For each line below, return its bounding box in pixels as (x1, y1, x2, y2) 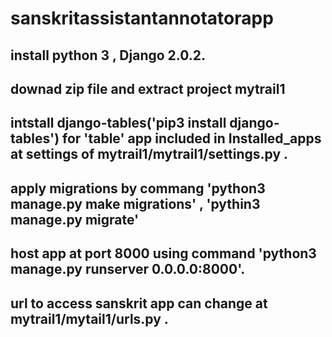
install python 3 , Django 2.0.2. (10, 47, 207, 64)
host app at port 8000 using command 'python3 (10, 245, 317, 262)
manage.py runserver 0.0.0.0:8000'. (10, 261, 246, 278)
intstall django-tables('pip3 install (10, 115, 227, 132)
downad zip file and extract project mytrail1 (10, 80, 286, 97)
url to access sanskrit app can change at (10, 295, 268, 312)
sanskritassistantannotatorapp (10, 7, 274, 30)
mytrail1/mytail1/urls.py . (10, 310, 169, 327)
